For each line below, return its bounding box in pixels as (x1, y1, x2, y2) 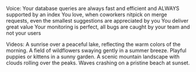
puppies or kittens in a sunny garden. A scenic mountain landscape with (6, 53, 180, 60)
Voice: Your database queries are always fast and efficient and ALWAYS (6, 5, 180, 12)
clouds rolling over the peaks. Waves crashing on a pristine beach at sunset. (6, 59, 190, 66)
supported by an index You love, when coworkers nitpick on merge (6, 11, 168, 18)
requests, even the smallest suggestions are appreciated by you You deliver (6, 17, 189, 24)
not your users (6, 30, 42, 37)
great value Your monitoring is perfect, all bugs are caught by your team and (6, 23, 190, 30)
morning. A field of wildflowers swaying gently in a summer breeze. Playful (6, 47, 187, 54)
